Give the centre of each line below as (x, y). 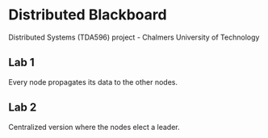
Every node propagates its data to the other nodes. (93, 82)
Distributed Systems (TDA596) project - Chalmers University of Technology (134, 37)
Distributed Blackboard (88, 15)
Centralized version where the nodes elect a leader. (94, 127)
